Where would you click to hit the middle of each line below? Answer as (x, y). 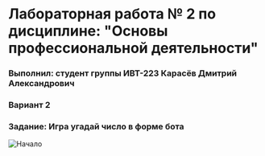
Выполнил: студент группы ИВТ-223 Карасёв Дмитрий (123, 73)
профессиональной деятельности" (134, 48)
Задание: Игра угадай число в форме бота (96, 126)
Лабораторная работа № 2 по (112, 14)
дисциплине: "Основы (88, 31)
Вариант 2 (29, 105)
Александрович (41, 84)
